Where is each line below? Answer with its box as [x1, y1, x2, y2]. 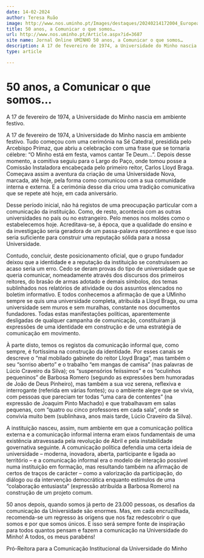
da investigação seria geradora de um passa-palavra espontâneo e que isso [6, 227, 197, 234]
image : [6, 20, 23, 26]
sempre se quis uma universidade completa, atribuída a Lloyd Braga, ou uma [6, 297, 198, 304]
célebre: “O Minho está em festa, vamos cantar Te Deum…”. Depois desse [6, 150, 191, 158]
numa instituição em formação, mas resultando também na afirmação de [6, 463, 188, 470]
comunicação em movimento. [6, 329, 81, 337]
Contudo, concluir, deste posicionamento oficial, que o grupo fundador [6, 252, 184, 259]
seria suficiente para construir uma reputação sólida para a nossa [6, 234, 171, 241]
